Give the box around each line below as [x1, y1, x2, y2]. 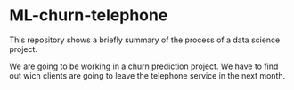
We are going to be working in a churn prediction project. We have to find [9, 61, 279, 71]
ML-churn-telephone [9, 5, 168, 26]
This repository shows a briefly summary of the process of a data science [9, 34, 281, 45]
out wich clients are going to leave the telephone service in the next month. [9, 70, 286, 80]
